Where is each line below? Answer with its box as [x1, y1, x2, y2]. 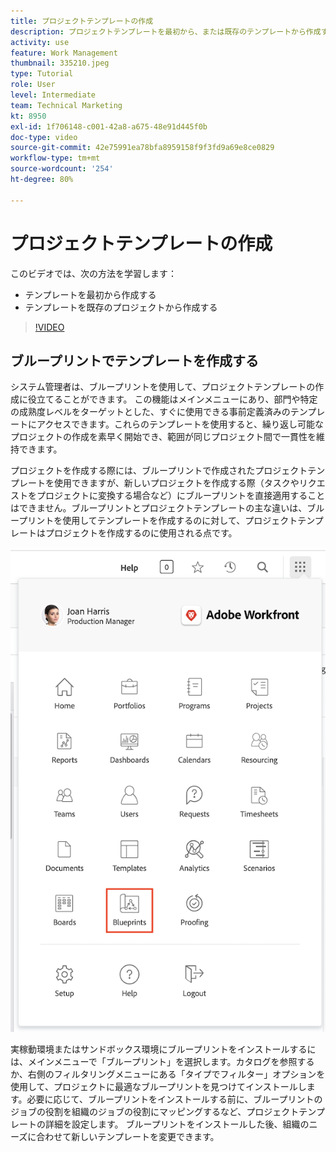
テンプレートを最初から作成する [24, 288, 157, 300]
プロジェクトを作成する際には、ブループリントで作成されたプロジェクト [10, 465, 308, 477]
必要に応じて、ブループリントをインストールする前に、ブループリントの [26, 1093, 323, 1105]
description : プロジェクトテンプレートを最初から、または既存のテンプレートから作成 [10, 26, 322, 37]
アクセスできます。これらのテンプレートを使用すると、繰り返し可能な [36, 418, 324, 430]
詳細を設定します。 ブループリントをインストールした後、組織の [44, 1118, 310, 1130]
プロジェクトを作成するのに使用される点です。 [44, 527, 238, 539]
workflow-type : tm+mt [10, 153, 101, 164]
